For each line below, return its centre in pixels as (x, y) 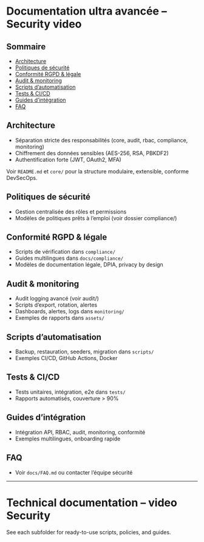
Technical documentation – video (92, 502)
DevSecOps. (22, 178)
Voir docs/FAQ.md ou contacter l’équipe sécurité (74, 472)
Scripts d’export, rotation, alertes (56, 305)
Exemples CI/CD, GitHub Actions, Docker (66, 358)
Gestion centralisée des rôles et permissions (71, 212)
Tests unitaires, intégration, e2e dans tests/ (70, 392)
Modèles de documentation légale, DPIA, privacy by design (89, 265)
